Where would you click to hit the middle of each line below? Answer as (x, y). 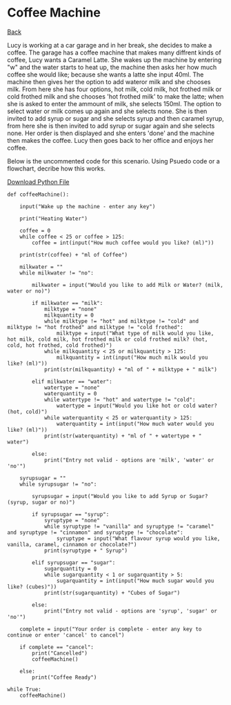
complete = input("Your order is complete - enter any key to (111, 629)
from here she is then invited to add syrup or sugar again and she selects (111, 126)
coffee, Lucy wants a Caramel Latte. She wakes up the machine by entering (114, 59)
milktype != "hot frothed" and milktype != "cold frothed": (96, 327)
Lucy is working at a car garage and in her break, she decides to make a (110, 45)
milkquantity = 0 (69, 315)
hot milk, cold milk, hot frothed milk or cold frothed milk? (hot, (108, 339)
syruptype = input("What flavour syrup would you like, (138, 538)
